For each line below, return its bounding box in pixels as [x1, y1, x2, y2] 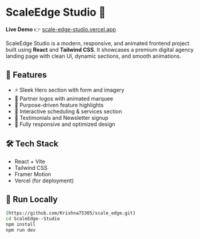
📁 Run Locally [5, 194, 58, 204]
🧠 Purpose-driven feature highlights [14, 101, 104, 108]
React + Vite [14, 158, 46, 165]
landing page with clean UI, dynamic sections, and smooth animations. [5, 52, 182, 60]
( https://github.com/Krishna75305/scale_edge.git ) [5, 210, 136, 216]
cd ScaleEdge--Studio [5, 216, 60, 222]
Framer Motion [14, 170, 52, 178]
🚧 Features [5, 70, 47, 80]
